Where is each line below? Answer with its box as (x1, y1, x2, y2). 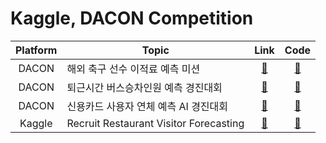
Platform (15, 43, 58, 57)
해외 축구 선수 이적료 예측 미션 (66, 62, 201, 76)
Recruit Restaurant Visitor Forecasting (66, 116, 245, 130)
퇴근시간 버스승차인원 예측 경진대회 (66, 80, 223, 94)
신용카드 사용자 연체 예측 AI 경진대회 (66, 99, 229, 113)
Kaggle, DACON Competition (10, 7, 254, 30)
